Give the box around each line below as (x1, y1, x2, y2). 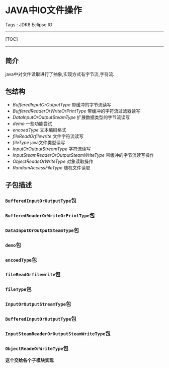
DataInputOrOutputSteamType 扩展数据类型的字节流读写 (12, 114, 130, 120)
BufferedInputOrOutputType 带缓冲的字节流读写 (12, 101, 112, 107)
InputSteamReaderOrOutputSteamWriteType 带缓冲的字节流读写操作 (12, 152, 154, 158)
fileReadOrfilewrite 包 (5, 271, 61, 278)
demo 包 (5, 241, 21, 249)
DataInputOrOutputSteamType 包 (5, 226, 79, 233)
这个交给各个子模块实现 (5, 357, 54, 363)
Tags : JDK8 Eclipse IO (5, 21, 53, 28)
